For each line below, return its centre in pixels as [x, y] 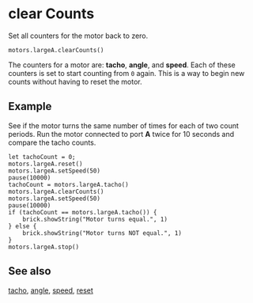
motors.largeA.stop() [44, 247]
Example [30, 106]
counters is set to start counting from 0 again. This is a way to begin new [126, 73]
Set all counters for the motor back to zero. [78, 36]
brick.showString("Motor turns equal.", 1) [95, 219]
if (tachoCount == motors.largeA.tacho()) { [83, 212]
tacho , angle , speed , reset [51, 290]
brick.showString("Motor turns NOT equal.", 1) [102, 233]
